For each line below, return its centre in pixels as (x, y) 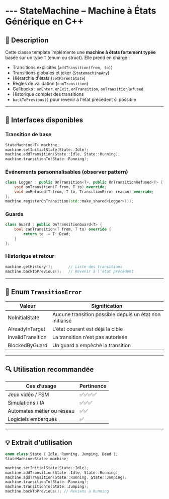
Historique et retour (30, 256)
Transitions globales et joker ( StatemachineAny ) (61, 73)
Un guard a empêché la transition (92, 346)
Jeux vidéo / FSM (28, 395)
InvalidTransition (27, 337)
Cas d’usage (41, 386)
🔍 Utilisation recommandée (50, 369)
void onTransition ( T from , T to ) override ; (61, 187)
